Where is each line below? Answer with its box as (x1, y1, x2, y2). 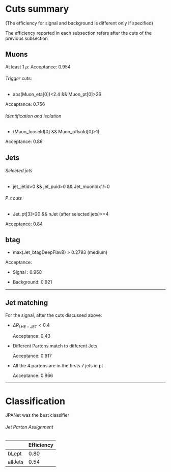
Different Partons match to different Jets (12, 343, 98, 349)
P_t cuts (5, 195, 22, 201)
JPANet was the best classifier (5, 412, 70, 418)
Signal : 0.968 (12, 269, 42, 275)
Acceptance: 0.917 (12, 353, 52, 359)
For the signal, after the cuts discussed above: (5, 312, 102, 318)
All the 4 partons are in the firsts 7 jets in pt (12, 363, 103, 369)
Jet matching (5, 298, 48, 307)
